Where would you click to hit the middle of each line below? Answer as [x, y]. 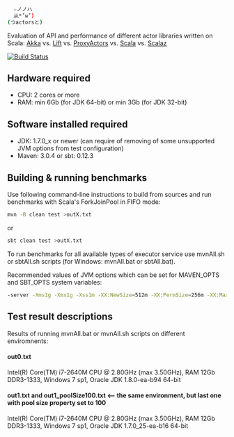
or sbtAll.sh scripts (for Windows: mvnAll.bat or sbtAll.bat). [91, 261]
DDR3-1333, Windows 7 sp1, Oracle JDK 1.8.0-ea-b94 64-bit [94, 379]
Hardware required [49, 78]
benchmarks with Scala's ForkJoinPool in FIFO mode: [84, 202]
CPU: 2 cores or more [48, 95]
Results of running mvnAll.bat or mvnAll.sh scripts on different [96, 333]
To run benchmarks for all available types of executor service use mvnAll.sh [116, 254]
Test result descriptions [60, 317]
